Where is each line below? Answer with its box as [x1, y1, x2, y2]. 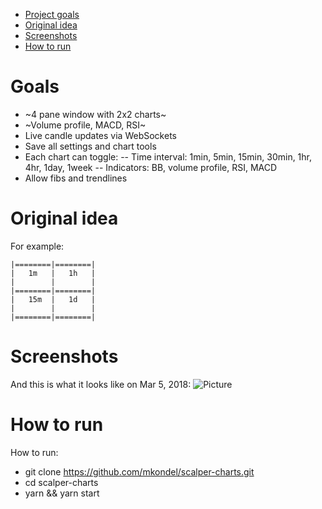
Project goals [24, 9, 80, 20]
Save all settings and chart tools [24, 140, 157, 152]
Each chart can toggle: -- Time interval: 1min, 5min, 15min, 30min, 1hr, [24, 150, 313, 163]
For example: [10, 240, 65, 252]
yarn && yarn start [24, 487, 100, 499]
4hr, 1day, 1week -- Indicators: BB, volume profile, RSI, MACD [24, 161, 278, 173]
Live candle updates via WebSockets [24, 129, 177, 141]
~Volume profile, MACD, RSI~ [24, 119, 147, 131]
